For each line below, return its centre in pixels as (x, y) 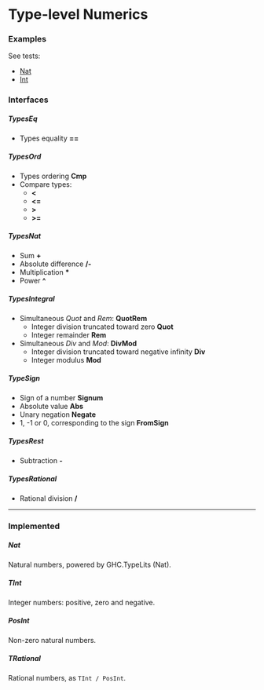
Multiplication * (44, 272)
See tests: (24, 56)
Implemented (34, 526)
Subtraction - (41, 461)
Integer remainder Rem (69, 335)
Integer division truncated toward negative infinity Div (118, 352)
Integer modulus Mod (66, 360)
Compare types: (46, 184)
